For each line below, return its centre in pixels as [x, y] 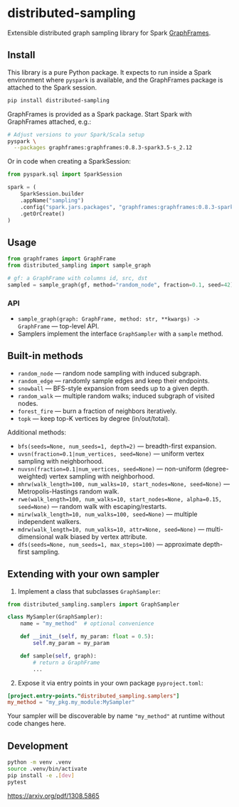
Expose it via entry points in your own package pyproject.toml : [110, 683]
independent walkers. [49, 521]
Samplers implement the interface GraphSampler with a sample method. [120, 333]
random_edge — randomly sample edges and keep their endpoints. [113, 380]
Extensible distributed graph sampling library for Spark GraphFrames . [109, 33]
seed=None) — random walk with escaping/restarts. [92, 506]
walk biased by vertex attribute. [101, 536]
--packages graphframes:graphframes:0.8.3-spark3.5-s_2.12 [103, 148]
